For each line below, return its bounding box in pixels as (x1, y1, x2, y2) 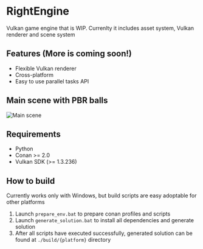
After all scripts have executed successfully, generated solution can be (15, 230, 193, 237)
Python (15, 145, 33, 153)
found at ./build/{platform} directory (15, 236, 111, 244)
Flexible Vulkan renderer (15, 65, 77, 72)
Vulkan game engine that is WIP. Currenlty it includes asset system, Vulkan (6, 24, 194, 32)
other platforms (6, 198, 45, 206)
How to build (6, 175, 55, 186)
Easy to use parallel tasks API (15, 77, 89, 85)
